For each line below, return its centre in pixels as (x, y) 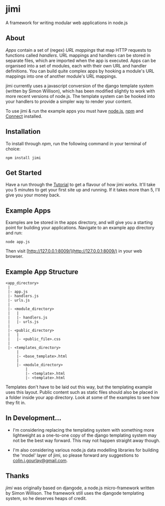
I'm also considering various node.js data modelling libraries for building (86, 450)
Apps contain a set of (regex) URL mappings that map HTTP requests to (79, 50)
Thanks (17, 476)
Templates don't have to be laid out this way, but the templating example (79, 387)
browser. (14, 256)
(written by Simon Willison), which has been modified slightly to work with (80, 91)
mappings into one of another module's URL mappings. (61, 76)
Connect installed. (24, 116)
